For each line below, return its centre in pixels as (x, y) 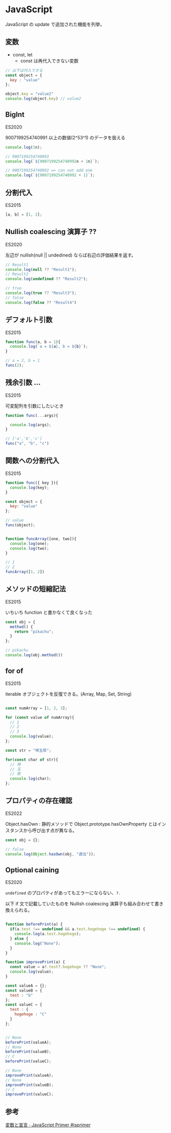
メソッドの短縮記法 (36, 589)
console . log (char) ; (31, 779)
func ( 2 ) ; (15, 365)
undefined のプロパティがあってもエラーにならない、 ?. (63, 893)
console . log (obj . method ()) (34, 655)
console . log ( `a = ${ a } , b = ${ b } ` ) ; (49, 347)
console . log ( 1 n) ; (24, 147)
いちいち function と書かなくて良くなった (49, 612)
